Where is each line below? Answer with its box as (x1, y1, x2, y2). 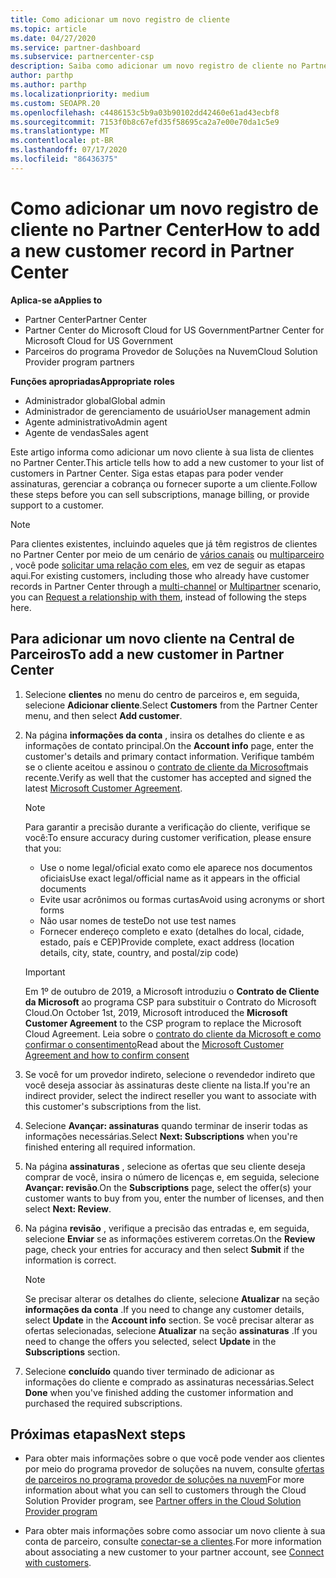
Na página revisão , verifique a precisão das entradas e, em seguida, (24, 1222, 310, 1234)
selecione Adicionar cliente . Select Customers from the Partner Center (24, 699, 318, 711)
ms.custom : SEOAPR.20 (10, 98, 101, 108)
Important (24, 966, 66, 978)
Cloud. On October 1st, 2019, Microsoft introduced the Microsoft (24, 1006, 288, 1018)
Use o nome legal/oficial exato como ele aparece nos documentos (39, 861, 313, 873)
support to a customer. (10, 499, 105, 511)
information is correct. (24, 1254, 117, 1266)
